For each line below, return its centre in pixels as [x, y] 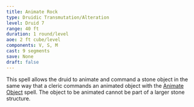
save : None [20, 57]
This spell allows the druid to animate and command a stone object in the [97, 79]
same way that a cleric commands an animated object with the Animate [95, 85]
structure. [18, 98]
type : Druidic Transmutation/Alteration [58, 17]
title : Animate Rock [32, 12]
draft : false [23, 62]
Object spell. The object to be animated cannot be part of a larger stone [95, 92]
